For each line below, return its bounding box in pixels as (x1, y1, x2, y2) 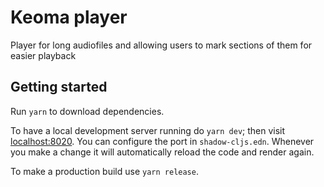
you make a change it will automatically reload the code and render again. (10, 146, 315, 158)
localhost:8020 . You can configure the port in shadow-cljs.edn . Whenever (10, 135, 315, 147)
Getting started (10, 79, 108, 96)
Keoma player (10, 6, 128, 29)
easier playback (10, 49, 77, 61)
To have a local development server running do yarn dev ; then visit (10, 124, 286, 136)
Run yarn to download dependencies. (10, 105, 165, 117)
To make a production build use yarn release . (10, 165, 199, 177)
